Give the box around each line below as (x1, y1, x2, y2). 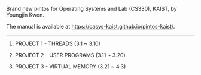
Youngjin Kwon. (6, 11, 45, 18)
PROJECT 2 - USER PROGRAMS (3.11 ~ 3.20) (14, 52, 126, 58)
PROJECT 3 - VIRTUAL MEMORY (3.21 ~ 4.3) (14, 63, 126, 70)
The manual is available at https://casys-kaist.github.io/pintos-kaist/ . (6, 23, 175, 30)
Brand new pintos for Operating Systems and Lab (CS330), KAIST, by (6, 5, 178, 12)
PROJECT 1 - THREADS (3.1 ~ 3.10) (14, 40, 100, 47)
